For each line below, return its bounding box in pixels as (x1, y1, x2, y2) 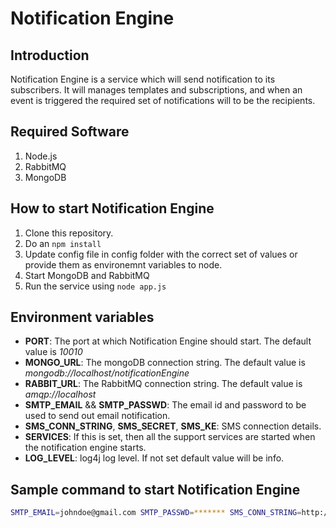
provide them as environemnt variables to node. (24, 258, 223, 271)
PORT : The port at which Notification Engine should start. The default (24, 335, 312, 347)
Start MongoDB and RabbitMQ (24, 269, 150, 281)
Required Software (10, 123, 130, 141)
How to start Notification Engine (10, 200, 215, 217)
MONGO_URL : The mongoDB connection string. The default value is (24, 357, 306, 369)
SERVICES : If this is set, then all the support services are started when (24, 431, 316, 443)
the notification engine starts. (24, 442, 147, 454)
